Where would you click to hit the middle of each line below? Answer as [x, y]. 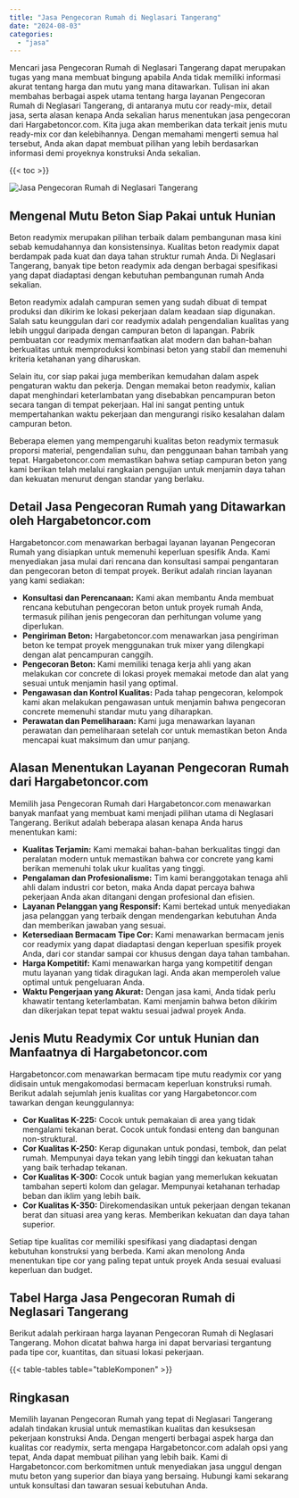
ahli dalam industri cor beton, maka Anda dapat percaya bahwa [138, 887]
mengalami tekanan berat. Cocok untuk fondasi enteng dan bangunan [150, 1129]
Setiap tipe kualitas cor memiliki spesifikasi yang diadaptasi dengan [133, 1241]
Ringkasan [39, 1398]
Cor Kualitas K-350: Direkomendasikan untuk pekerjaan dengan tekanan [156, 1205]
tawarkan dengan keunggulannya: [72, 1103]
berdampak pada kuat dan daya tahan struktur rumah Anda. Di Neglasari [142, 256]
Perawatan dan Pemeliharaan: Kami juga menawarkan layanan [139, 720]
